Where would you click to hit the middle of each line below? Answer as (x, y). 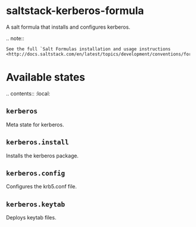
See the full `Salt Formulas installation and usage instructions (88, 49)
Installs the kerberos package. (42, 156)
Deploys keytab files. (31, 218)
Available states (46, 78)
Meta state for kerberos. (35, 125)
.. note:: (15, 38)
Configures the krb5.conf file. (41, 187)
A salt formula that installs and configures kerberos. (68, 27)
